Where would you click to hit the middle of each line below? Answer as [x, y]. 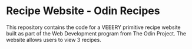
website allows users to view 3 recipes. [54, 40]
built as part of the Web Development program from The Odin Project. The [96, 33]
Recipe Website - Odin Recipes [83, 11]
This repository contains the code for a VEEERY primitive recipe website [93, 27]
